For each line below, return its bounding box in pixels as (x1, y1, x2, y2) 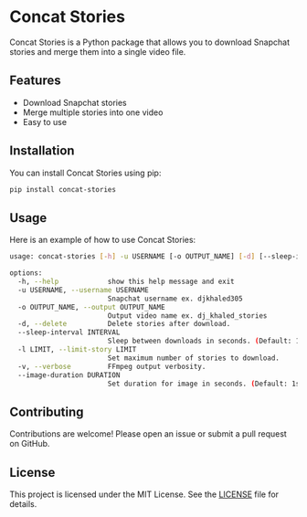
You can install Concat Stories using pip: (9, 167, 162, 178)
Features (9, 73, 61, 89)
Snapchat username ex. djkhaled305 (107, 294, 244, 303)
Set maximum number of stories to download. (107, 353, 281, 363)
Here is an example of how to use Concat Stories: (9, 235, 196, 246)
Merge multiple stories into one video (22, 107, 164, 118)
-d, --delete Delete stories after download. (17, 320, 231, 329)
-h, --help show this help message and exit (17, 277, 235, 286)
